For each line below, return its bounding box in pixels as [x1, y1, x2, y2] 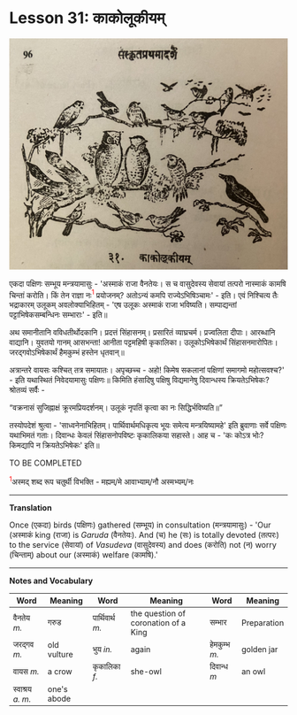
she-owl [130, 666, 162, 677]
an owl [241, 666, 266, 677]
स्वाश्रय [12, 683, 33, 694]
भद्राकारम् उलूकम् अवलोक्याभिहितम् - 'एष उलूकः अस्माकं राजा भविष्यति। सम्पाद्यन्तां [9, 300, 237, 311]
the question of [130, 608, 186, 619]
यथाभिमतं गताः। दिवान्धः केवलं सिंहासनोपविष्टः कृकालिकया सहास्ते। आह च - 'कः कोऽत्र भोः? [9, 430, 264, 441]
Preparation [241, 617, 285, 627]
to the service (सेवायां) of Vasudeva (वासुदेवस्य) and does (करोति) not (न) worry [9, 540, 277, 550]
